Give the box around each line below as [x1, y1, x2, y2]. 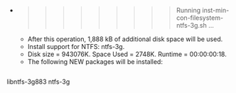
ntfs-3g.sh [176, 21, 207, 29]
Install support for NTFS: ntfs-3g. [27, 43, 125, 50]
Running [176, 6, 201, 14]
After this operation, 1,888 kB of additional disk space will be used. [27, 35, 223, 43]
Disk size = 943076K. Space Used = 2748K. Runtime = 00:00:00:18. [27, 50, 227, 58]
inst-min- [201, 6, 230, 14]
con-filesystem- [176, 13, 224, 22]
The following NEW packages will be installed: [27, 58, 163, 66]
